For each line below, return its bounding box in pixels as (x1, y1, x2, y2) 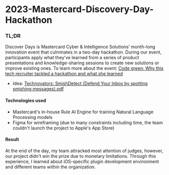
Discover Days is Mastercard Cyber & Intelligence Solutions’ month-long (5, 44, 155, 50)
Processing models (12, 114, 53, 120)
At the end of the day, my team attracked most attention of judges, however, (5, 148, 163, 154)
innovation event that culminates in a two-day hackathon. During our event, (5, 49, 162, 55)
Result (5, 137, 19, 143)
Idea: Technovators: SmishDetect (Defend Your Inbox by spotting (12, 80, 148, 86)
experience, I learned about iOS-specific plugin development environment (5, 158, 159, 164)
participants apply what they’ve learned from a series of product (5, 55, 139, 61)
